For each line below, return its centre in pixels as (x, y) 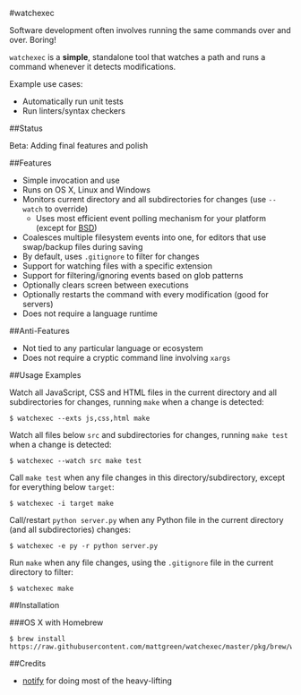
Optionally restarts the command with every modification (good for (145, 294)
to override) (66, 209)
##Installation (34, 605)
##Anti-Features (39, 331)
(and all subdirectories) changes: (70, 529)
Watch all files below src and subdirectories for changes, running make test (149, 435)
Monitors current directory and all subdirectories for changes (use (144, 199)
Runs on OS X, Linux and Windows (86, 190)
